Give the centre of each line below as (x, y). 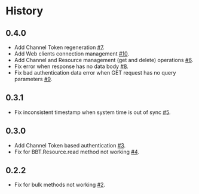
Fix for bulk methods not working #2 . (60, 185)
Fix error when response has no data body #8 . (71, 66)
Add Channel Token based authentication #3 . (70, 145)
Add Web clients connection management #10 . (72, 54)
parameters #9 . (33, 79)
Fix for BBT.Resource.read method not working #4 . (77, 152)
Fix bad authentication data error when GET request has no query (95, 73)
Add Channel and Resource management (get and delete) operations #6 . (104, 60)
